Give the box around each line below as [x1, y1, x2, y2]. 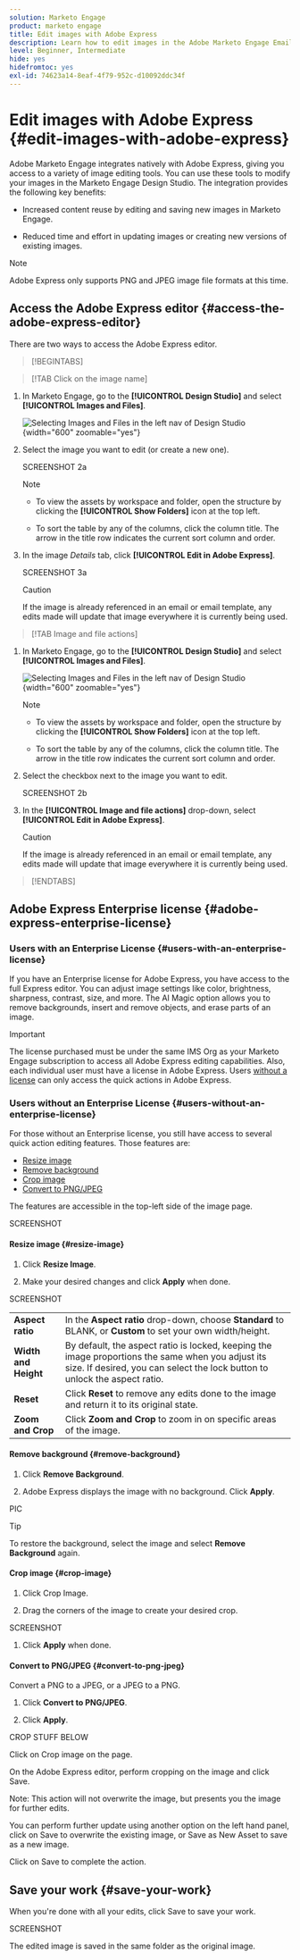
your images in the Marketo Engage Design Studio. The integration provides [9, 177, 288, 188]
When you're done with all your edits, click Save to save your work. [9, 1906, 256, 1917]
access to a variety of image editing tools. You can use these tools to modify [9, 167, 291, 179]
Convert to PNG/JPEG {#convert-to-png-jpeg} [9, 1660, 185, 1671]
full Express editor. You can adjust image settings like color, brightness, [9, 984, 271, 994]
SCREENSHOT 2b [21, 787, 87, 798]
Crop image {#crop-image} [9, 1568, 112, 1579]
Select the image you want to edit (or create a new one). [21, 444, 229, 455]
